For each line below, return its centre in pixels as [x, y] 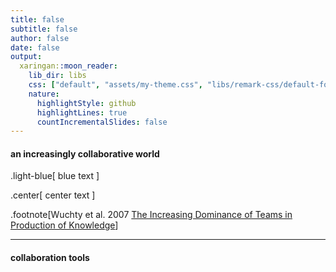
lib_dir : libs [57, 76]
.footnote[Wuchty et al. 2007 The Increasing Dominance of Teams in [151, 215]
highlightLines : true [82, 112]
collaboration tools [50, 258]
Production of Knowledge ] [64, 225]
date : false [35, 47]
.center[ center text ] [53, 195]
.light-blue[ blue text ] [55, 176]
